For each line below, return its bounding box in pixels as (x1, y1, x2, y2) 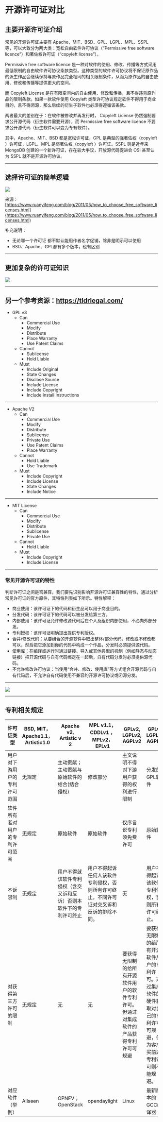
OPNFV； (57, 1095, 80, 1102)
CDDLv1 (90, 729, 109, 736)
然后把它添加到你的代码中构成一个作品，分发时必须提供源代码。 (25, 642, 153, 647)
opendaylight (87, 1097, 118, 1104)
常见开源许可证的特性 (5, 577, 55, 584)
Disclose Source (26, 377, 60, 383)
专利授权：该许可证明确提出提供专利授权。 (12, 629, 98, 635)
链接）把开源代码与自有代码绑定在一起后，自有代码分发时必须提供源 (12, 654, 148, 660)
